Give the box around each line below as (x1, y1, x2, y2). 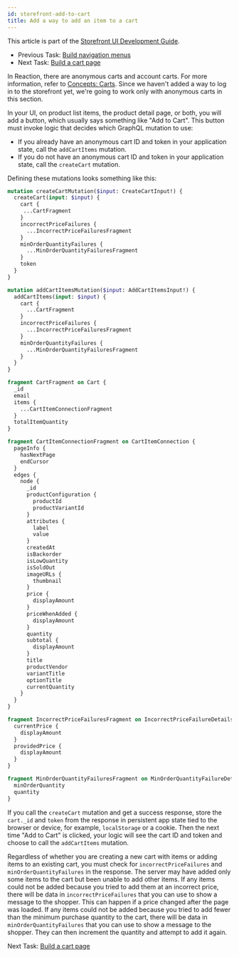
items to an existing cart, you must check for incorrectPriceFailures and (7, 859, 223, 868)
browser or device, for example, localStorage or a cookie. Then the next (7, 823, 220, 832)
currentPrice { (14, 723, 59, 730)
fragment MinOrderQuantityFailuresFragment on (7, 775, 148, 782)
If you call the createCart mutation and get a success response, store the (7, 808, 222, 817)
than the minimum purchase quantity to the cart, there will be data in (7, 913, 208, 921)
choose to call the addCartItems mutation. (7, 838, 129, 847)
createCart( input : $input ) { (14, 194, 100, 202)
